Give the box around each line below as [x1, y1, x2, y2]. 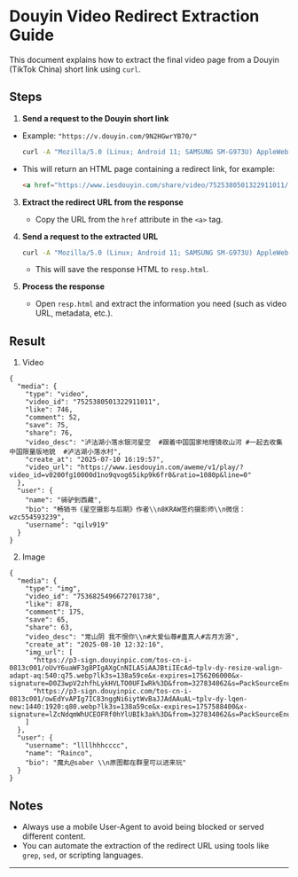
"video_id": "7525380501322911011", [25, 397, 161, 407]
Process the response [21, 281, 105, 292]
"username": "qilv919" [25, 521, 109, 529]
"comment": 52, [25, 413, 82, 422]
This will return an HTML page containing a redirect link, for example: [21, 163, 275, 174]
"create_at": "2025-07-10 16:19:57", [25, 455, 165, 465]
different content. [21, 831, 86, 842]
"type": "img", [25, 584, 82, 593]
